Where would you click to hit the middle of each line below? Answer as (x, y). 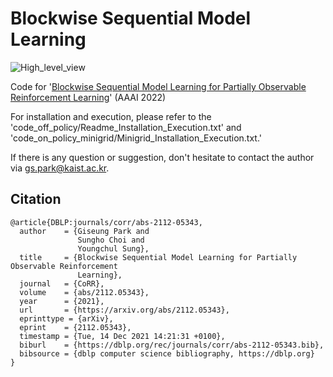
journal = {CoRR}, (62, 283)
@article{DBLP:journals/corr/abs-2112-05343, (106, 222)
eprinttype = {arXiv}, (66, 318)
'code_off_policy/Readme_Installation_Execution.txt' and (126, 127)
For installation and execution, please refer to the (111, 116)
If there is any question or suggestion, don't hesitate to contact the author (162, 157)
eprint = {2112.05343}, (75, 327)
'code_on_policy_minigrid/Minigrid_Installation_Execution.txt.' (136, 138)
